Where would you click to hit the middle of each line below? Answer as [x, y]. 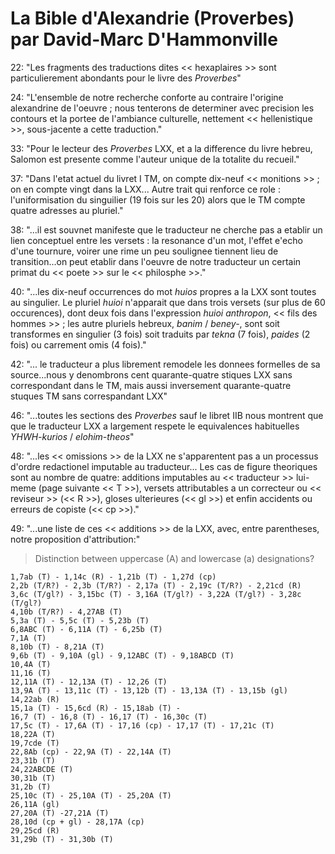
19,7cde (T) [35, 743]
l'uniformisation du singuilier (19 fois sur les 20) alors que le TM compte [158, 199]
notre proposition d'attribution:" [75, 539]
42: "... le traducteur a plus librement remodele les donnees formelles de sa [165, 364]
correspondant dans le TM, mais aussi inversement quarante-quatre [151, 385]
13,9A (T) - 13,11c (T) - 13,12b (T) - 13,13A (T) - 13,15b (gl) [149, 690]
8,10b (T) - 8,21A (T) [57, 647]
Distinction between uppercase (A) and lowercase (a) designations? [174, 558]
